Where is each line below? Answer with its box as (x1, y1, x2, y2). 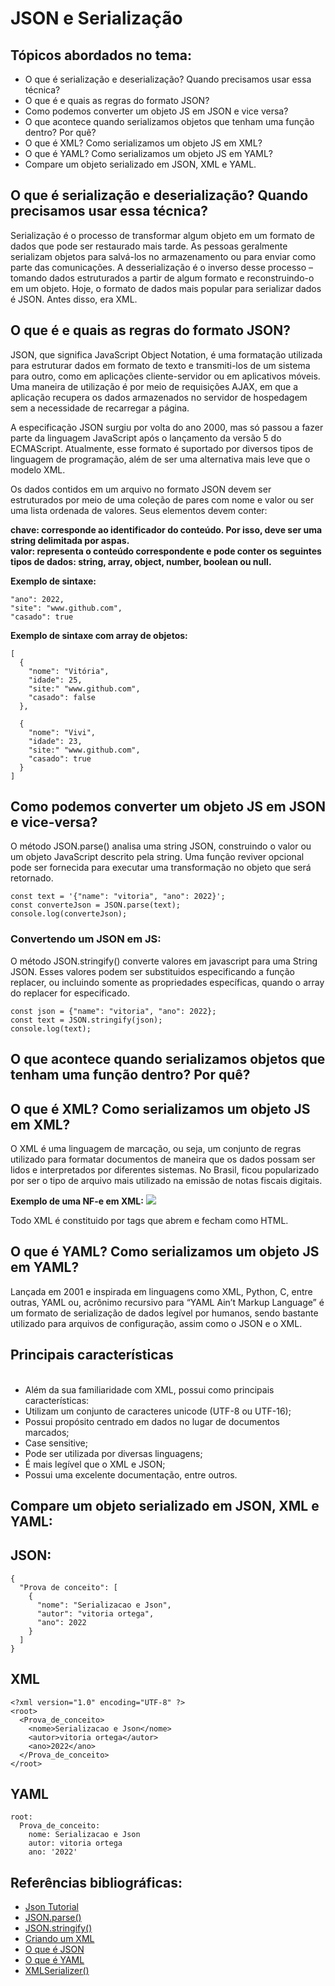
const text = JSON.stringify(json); (10, 1015, 163, 1025)
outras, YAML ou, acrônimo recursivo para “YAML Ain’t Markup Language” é (10, 1296, 325, 1308)
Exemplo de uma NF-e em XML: (10, 1195, 144, 1207)
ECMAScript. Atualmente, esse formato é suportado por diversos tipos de (10, 442, 314, 454)
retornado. (10, 872, 54, 884)
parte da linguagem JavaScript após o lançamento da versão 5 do (10, 432, 282, 444)
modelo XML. (10, 463, 66, 476)
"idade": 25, (28, 675, 83, 685)
